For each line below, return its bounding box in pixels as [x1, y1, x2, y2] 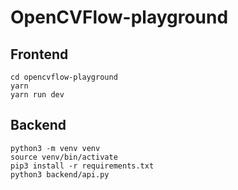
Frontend [10, 46, 69, 63]
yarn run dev [10, 90, 65, 100]
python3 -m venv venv [10, 143, 101, 153]
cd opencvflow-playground [10, 72, 118, 82]
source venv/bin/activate [10, 152, 118, 162]
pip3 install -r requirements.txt [10, 161, 155, 171]
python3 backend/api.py [10, 169, 110, 180]
